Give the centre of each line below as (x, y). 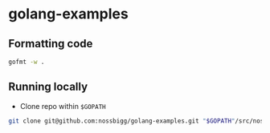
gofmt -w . (27, 62)
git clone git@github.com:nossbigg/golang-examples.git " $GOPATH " (122, 121)
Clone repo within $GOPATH (63, 106)
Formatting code (51, 44)
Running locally (48, 87)
